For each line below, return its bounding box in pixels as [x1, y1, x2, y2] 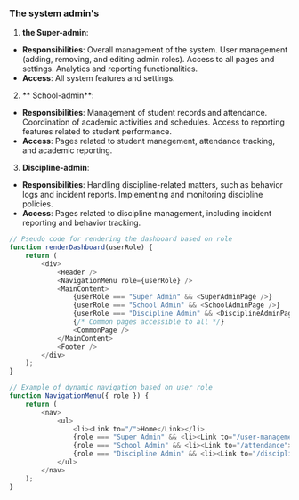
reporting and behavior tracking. [21, 217, 141, 229]
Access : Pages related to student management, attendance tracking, [21, 136, 276, 147]
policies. [21, 198, 53, 209]
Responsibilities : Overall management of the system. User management [21, 44, 288, 55]
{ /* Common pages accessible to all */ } [72, 318, 225, 327]
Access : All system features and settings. [21, 73, 175, 84]
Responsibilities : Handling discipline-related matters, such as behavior [21, 180, 283, 190]
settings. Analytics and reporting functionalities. [21, 63, 198, 74]
